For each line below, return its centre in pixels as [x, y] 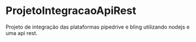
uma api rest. [22, 33]
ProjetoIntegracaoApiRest [71, 11]
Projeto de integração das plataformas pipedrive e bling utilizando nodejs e [98, 27]
